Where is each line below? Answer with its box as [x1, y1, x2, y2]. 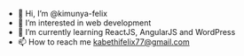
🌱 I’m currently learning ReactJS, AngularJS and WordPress [17, 27, 236, 37]
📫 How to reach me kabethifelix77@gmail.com [17, 37, 191, 47]
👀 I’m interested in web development [17, 17, 152, 28]
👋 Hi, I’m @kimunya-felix [17, 9, 108, 18]
